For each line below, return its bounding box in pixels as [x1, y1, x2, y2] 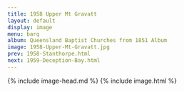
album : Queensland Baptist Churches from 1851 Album [7, 37, 168, 44]
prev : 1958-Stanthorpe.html [7, 51, 91, 58]
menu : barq [7, 30, 40, 38]
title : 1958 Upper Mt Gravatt [7, 10, 98, 18]
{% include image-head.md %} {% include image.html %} [7, 76, 177, 85]
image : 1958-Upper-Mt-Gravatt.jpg [7, 44, 111, 51]
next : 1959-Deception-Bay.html [7, 57, 101, 64]
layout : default [7, 17, 56, 24]
